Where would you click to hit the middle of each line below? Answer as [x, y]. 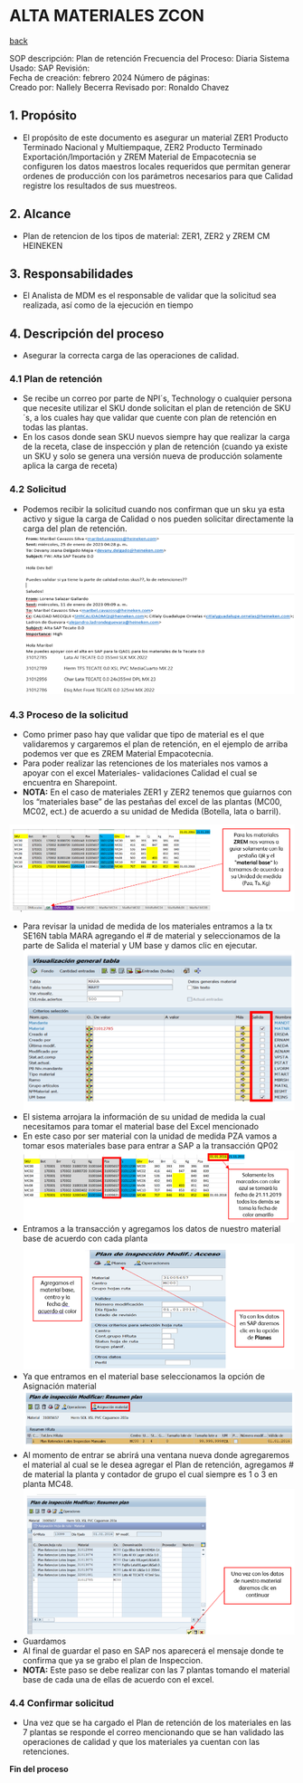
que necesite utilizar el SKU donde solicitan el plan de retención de [147, 408]
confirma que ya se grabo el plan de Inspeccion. [113, 1660]
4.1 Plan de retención [56, 379]
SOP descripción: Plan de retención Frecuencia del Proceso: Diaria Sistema [149, 58]
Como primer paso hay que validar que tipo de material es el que [143, 735]
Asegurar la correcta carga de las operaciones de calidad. [131, 356]
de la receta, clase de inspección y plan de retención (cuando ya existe [155, 447]
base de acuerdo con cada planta [85, 1239]
